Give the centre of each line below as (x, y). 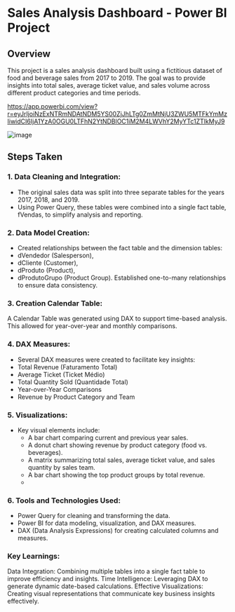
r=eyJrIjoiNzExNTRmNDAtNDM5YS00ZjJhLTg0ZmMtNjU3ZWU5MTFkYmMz (117, 114)
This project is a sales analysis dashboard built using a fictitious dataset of (115, 70)
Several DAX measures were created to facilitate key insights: (106, 360)
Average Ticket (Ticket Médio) (61, 374)
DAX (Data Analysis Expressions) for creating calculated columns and (118, 531)
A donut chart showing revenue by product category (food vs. (117, 445)
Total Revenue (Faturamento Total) (67, 367)
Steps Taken (35, 157)
